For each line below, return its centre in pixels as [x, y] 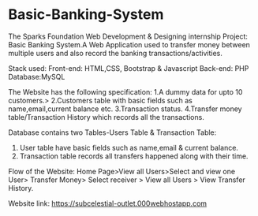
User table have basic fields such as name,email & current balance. [129, 147]
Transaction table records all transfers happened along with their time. [134, 156]
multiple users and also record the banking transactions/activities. [115, 53]
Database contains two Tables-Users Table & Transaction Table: [112, 132]
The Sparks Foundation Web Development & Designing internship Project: [128, 36]
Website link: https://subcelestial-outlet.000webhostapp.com [108, 203]
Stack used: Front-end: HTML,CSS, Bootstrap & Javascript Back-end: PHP [129, 68]
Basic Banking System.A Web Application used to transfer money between [129, 44]
